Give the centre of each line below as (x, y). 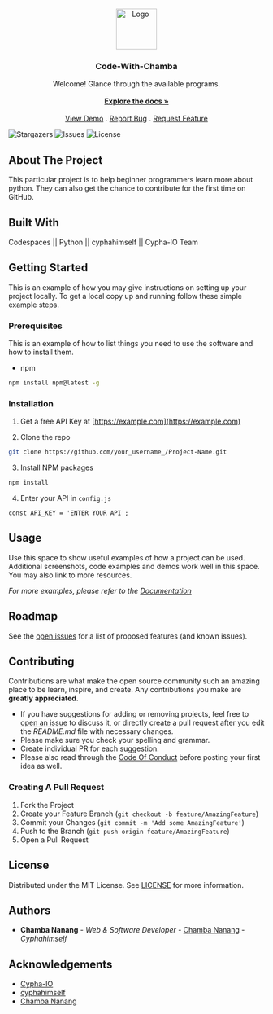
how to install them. (41, 352)
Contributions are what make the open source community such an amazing (134, 681)
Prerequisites (35, 326)
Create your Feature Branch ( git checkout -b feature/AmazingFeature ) (139, 814)
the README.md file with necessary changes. (97, 731)
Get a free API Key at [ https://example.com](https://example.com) (130, 421)
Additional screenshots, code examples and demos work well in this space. (134, 566)
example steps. (34, 305)
